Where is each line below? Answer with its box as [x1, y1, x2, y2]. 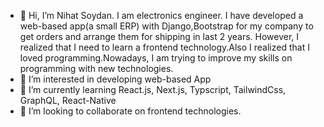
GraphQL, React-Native [19, 95, 117, 106]
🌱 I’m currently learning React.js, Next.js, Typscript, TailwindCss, [19, 84, 287, 95]
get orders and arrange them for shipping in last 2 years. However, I [19, 31, 300, 42]
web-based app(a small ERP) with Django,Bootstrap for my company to [19, 20, 314, 32]
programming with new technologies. [19, 63, 174, 74]
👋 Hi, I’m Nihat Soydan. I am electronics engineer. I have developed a [19, 10, 304, 21]
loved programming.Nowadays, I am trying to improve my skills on [19, 52, 293, 64]
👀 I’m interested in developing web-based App [19, 73, 212, 85]
